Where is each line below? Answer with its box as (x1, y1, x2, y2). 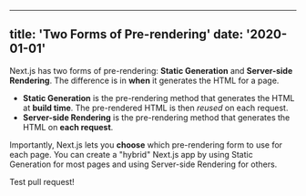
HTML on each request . (22, 121, 114, 132)
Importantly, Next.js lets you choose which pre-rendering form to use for (9, 139, 283, 150)
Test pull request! (9, 176, 75, 187)
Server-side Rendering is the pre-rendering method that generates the (22, 111, 291, 123)
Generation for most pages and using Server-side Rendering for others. (9, 159, 278, 170)
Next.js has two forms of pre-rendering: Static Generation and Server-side (9, 65, 293, 76)
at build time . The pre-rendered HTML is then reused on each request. (22, 102, 289, 113)
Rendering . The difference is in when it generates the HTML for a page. (9, 75, 280, 86)
